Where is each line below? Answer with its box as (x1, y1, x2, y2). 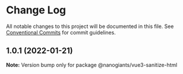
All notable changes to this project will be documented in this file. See (6, 23, 174, 30)
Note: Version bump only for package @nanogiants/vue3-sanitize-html (6, 61, 177, 68)
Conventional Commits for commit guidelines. (6, 29, 116, 36)
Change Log (6, 3, 66, 17)
